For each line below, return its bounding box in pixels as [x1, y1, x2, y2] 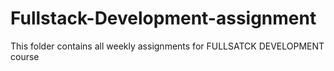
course [10, 50, 40, 62]
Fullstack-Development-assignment [10, 7, 317, 30]
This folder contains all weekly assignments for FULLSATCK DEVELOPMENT [10, 40, 325, 52]
